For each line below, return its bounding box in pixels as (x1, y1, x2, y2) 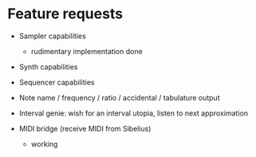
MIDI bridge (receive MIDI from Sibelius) (18, 124, 152, 133)
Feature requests (7, 5, 124, 23)
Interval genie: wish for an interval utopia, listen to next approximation (18, 108, 249, 118)
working (30, 139, 58, 148)
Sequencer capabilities (18, 77, 95, 87)
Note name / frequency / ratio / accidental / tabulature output (18, 92, 220, 102)
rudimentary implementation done (30, 46, 143, 56)
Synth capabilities (18, 61, 78, 72)
